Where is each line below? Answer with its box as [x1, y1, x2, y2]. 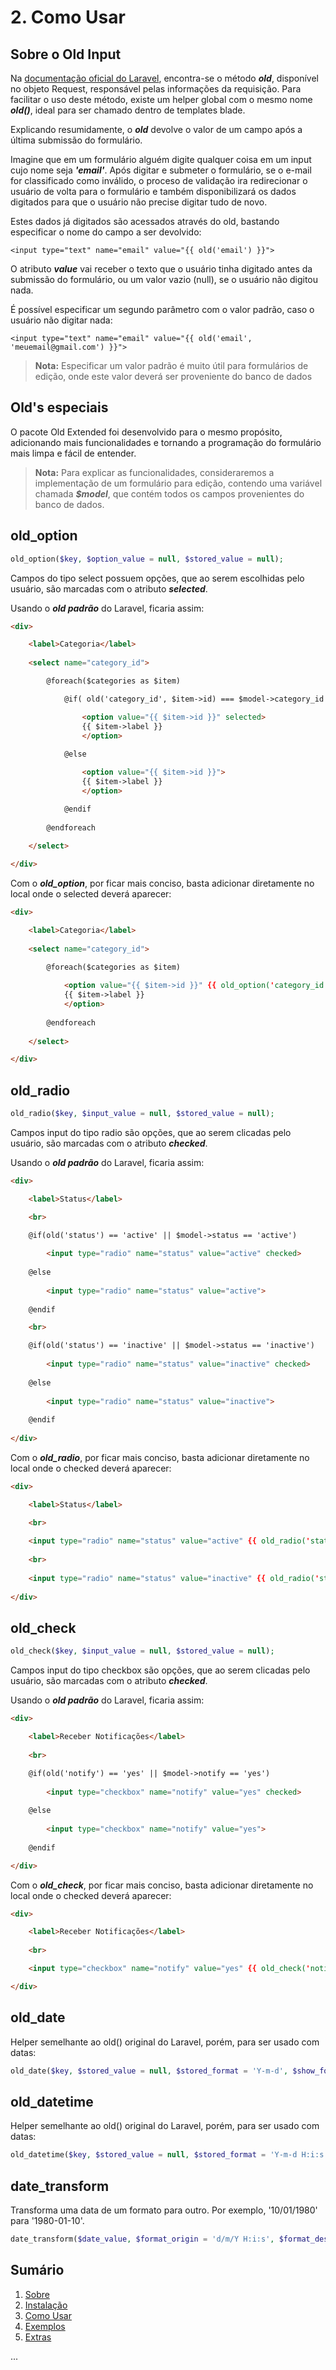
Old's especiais [10, 399, 109, 416]
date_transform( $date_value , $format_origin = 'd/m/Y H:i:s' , [10, 2234, 275, 2244]
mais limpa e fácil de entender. [10, 447, 137, 459]
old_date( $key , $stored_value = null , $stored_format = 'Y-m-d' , [10, 2066, 289, 2076]
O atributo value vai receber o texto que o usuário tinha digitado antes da [10, 263, 313, 275]
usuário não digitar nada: [10, 314, 113, 326]
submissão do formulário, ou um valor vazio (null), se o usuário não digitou [10, 274, 319, 285]
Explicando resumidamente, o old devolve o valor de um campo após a [10, 124, 303, 135]
